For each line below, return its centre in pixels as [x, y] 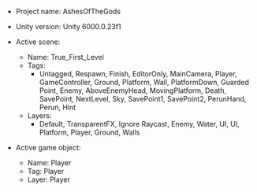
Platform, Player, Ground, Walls [89, 132]
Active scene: [38, 42]
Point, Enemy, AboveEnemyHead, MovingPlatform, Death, [133, 90]
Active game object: [48, 148]
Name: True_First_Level [65, 57]
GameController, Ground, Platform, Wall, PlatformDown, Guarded [144, 82]
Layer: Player [49, 179]
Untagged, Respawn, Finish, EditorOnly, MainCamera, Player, [138, 74]
